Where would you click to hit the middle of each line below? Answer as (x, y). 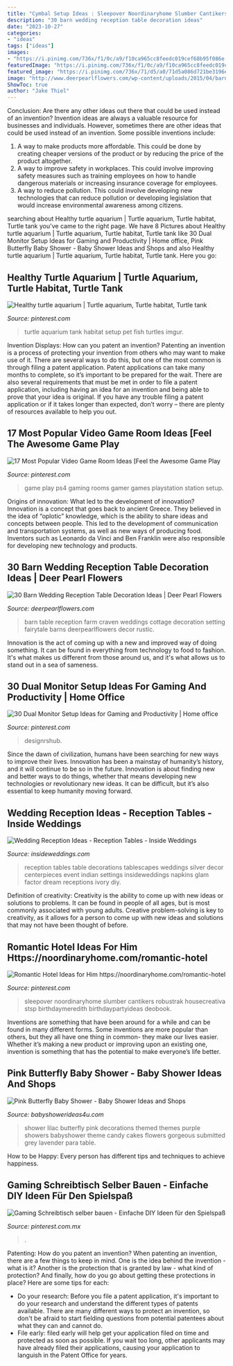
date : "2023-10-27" (35, 26)
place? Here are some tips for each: (58, 1282)
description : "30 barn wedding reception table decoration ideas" (105, 20)
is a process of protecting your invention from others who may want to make (116, 352)
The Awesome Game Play (63, 444)
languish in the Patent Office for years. (72, 1355)
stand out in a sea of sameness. (53, 665)
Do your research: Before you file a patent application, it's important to (118, 1296)
